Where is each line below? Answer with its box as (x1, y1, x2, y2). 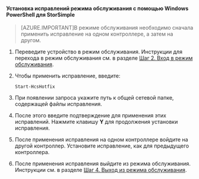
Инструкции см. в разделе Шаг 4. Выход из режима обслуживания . (14, 167, 187, 174)
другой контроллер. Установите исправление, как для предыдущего (14, 142, 189, 149)
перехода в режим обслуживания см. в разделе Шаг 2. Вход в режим (14, 55, 193, 62)
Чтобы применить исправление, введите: (14, 72, 121, 79)
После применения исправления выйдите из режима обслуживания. (14, 160, 191, 167)
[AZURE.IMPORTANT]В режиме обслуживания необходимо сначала (20, 24, 194, 31)
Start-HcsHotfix (14, 84, 55, 90)
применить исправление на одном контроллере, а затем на (20, 30, 173, 38)
